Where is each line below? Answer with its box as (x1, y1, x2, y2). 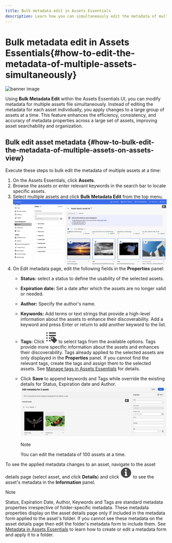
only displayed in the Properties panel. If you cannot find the (20, 355, 149, 361)
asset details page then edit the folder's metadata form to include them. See (5, 520, 166, 527)
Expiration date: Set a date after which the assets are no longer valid (20, 285, 166, 291)
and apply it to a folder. (5, 531, 54, 537)
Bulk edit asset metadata (5, 138, 86, 146)
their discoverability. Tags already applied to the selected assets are (20, 349, 164, 355)
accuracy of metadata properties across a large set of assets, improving (5, 118, 158, 124)
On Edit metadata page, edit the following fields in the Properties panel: (12, 265, 165, 271)
